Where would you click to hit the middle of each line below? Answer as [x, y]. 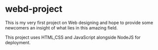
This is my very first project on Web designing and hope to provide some [79, 23]
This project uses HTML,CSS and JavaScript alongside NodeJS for [73, 37]
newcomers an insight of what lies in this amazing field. [61, 27]
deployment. [18, 42]
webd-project [34, 9]
